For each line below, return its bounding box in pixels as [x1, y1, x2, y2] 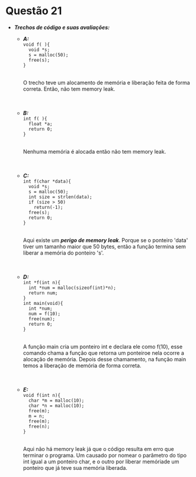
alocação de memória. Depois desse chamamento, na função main [23, 355, 187, 362]
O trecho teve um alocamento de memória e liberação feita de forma [23, 79, 190, 86]
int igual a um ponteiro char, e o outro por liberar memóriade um [23, 458, 179, 465]
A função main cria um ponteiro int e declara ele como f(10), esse [23, 343, 183, 350]
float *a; [28, 120, 53, 127]
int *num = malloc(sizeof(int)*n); [28, 285, 117, 291]
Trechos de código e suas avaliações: [14, 24, 110, 31]
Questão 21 [5, 4, 62, 18]
